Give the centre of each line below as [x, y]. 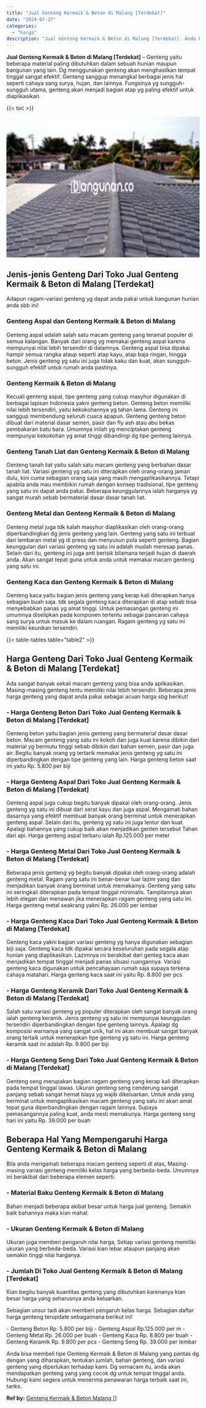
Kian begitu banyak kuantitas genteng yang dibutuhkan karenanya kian [96, 1292]
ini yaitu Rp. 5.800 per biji [38, 766]
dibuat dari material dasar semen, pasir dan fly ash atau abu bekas [90, 423]
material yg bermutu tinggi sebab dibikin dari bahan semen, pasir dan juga [100, 746]
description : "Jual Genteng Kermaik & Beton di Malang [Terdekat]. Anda [101, 39]
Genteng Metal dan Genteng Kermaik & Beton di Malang [91, 514]
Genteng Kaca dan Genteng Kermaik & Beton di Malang [90, 582]
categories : [21, 26]
